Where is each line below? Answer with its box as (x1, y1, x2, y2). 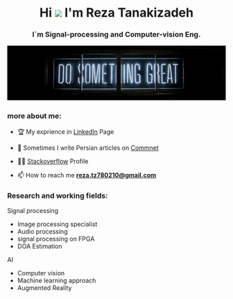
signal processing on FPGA (17, 234, 95, 244)
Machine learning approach (17, 276, 96, 285)
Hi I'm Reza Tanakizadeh (39, 5, 194, 21)
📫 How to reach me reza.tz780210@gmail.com (17, 171, 157, 179)
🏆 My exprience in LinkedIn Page (17, 127, 114, 136)
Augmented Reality (17, 284, 72, 292)
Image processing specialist (17, 220, 98, 228)
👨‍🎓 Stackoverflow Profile (17, 157, 89, 165)
